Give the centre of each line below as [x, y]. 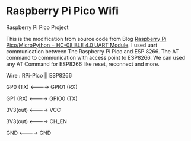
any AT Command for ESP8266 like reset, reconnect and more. [83, 64]
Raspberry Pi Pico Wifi [63, 11]
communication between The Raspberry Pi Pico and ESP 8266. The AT [93, 51]
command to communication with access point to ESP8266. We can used [96, 57]
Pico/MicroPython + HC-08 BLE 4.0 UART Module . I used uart [82, 45]
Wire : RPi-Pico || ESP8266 [39, 75]
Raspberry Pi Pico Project [37, 27]
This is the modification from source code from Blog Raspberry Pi [86, 39]
